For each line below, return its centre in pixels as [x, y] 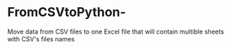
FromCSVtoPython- [67, 12]
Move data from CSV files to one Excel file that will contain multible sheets [116, 31]
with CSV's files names [41, 38]
